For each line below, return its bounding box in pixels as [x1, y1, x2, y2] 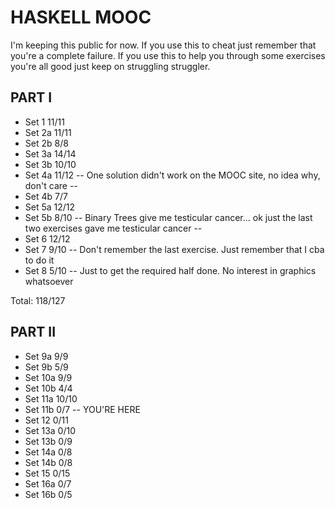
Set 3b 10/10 [24, 158, 77, 170]
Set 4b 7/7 [24, 190, 68, 202]
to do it [24, 254, 55, 266]
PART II [10, 324, 57, 341]
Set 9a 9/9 [24, 350, 69, 362]
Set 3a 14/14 [24, 147, 77, 160]
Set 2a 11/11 [24, 126, 72, 138]
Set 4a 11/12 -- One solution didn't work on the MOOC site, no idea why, [24, 169, 321, 181]
